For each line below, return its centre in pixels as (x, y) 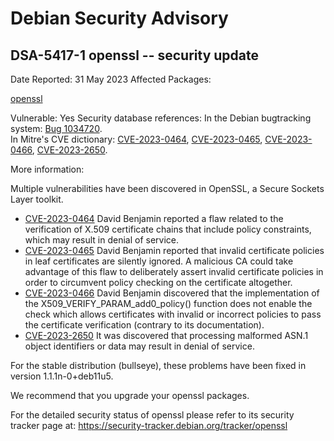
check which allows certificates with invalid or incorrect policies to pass (173, 314)
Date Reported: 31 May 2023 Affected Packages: (111, 79)
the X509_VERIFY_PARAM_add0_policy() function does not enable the (168, 303)
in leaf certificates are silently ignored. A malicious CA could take (159, 261)
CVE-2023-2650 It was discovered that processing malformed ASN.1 (166, 335)
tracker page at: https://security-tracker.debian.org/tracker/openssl (149, 425)
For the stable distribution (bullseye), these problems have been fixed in (158, 365)
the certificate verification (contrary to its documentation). (144, 325)
